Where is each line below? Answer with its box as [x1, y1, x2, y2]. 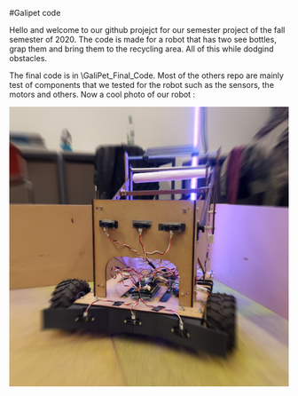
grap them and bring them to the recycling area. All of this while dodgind [9, 44, 274, 54]
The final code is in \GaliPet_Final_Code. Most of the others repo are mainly [9, 70, 284, 81]
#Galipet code [9, 8, 61, 18]
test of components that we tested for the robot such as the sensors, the [9, 80, 275, 90]
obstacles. [9, 53, 47, 63]
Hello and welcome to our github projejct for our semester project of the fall [9, 25, 286, 35]
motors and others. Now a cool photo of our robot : [9, 89, 196, 99]
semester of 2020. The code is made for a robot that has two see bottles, [9, 35, 277, 44]
